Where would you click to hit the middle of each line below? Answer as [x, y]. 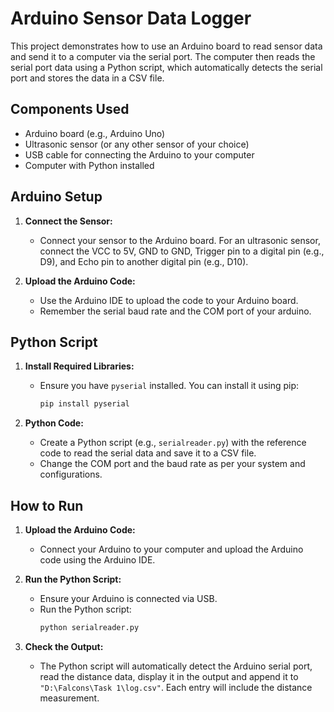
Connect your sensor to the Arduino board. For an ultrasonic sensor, [180, 240]
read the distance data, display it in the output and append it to [169, 676]
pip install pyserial [84, 404]
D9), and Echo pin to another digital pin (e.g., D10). [144, 261]
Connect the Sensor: [68, 221]
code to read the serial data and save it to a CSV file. [148, 453]
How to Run [47, 505]
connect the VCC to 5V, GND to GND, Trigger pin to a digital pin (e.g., [182, 251]
